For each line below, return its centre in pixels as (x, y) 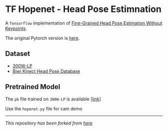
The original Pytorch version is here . (42, 38)
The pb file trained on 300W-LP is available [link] (53, 99)
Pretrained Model (33, 87)
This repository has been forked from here (49, 123)
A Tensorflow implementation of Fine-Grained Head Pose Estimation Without (84, 23)
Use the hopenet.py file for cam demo (44, 108)
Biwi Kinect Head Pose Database (46, 71)
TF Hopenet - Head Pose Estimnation (83, 9)
